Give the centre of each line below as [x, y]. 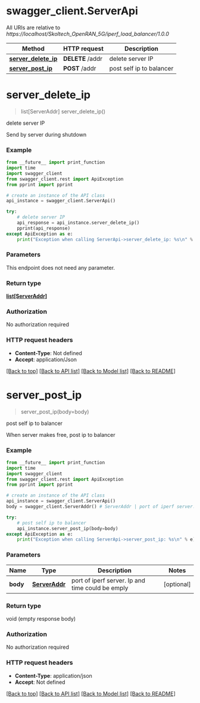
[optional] [177, 584]
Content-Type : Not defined [48, 353]
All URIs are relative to [33, 27]
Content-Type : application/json [53, 676]
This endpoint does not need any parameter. [60, 267]
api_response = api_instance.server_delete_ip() [78, 223]
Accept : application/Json [46, 359]
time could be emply [100, 588]
